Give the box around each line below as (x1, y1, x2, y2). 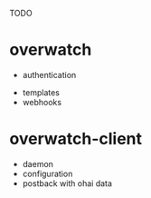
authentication (22, 69, 77, 80)
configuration (22, 168, 73, 179)
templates (22, 86, 61, 98)
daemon (22, 158, 54, 169)
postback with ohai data (22, 177, 113, 189)
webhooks (22, 96, 61, 107)
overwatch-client (9, 129, 143, 149)
